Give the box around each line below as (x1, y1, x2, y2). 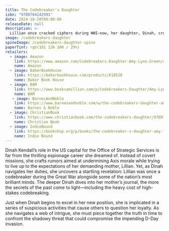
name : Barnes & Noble (14, 105, 59, 110)
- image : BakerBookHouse (10, 68, 62, 73)
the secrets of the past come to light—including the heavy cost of (5, 184, 141, 191)
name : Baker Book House (14, 77, 64, 82)
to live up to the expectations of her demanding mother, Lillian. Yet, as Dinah (5, 163, 163, 169)
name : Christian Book (14, 119, 59, 125)
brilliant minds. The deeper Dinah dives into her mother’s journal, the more (5, 179, 159, 185)
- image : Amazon (10, 54, 44, 59)
